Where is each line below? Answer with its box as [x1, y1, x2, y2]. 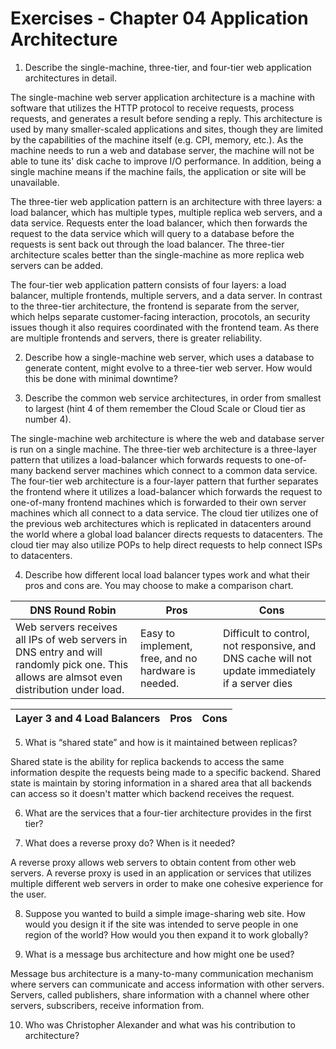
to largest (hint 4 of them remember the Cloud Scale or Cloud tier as [24, 402, 306, 414]
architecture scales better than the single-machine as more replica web [10, 248, 305, 261]
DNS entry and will [15, 645, 103, 659]
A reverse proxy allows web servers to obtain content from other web [10, 856, 297, 868]
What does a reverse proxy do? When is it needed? [24, 837, 236, 849]
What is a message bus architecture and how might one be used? [24, 948, 295, 960]
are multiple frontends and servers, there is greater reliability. [10, 332, 263, 344]
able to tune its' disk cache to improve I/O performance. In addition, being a [10, 155, 322, 167]
